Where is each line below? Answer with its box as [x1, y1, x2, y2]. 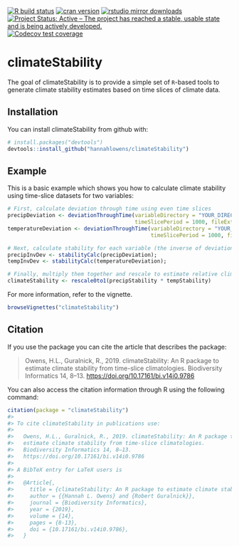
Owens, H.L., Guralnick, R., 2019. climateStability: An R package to [24, 356, 219, 364]
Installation [7, 106, 58, 118]
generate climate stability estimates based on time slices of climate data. [7, 85, 221, 94]
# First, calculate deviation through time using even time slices [7, 205, 212, 213]
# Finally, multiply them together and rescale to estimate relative [7, 271, 218, 278]
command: [7, 392, 39, 401]
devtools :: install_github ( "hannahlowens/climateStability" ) [7, 145, 190, 152]
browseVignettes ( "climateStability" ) [7, 304, 119, 311]
